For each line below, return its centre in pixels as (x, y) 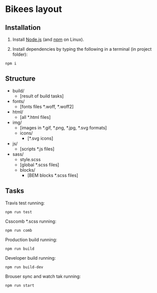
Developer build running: (30, 258)
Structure (20, 79)
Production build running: (31, 239)
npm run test (19, 212)
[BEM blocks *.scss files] (53, 175)
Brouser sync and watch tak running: (43, 276)
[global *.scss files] (39, 165)
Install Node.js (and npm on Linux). (48, 39)
